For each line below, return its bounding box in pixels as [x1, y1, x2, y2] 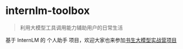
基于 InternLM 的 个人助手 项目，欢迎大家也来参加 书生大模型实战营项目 [5, 36, 177, 43]
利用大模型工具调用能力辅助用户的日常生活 [19, 24, 123, 31]
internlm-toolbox [5, 4, 90, 17]
